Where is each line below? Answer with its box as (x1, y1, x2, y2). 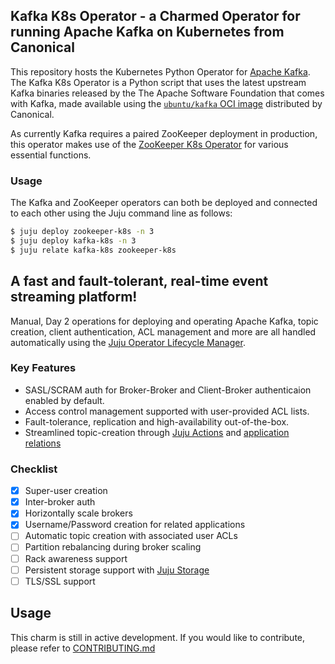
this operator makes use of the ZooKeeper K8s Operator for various (10, 138, 289, 150)
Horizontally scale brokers (24, 507, 133, 519)
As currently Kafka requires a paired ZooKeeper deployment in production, (10, 127, 318, 139)
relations (24, 437, 62, 449)
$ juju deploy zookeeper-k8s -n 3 (10, 227, 155, 237)
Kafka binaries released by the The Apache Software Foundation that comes (10, 87, 325, 99)
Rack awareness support (24, 552, 128, 564)
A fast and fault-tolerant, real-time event (10, 273, 269, 290)
